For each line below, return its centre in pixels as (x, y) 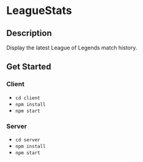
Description (29, 33)
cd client (28, 98)
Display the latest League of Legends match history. (72, 48)
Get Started (29, 67)
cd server (28, 140)
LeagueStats (39, 11)
